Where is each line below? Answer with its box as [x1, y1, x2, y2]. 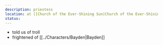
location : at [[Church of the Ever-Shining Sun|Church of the [5, 12, 133, 16]
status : [5, 16, 21, 21]
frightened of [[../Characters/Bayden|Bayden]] [12, 34, 105, 40]
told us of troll [12, 30, 40, 35]
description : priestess [5, 7, 53, 12]
